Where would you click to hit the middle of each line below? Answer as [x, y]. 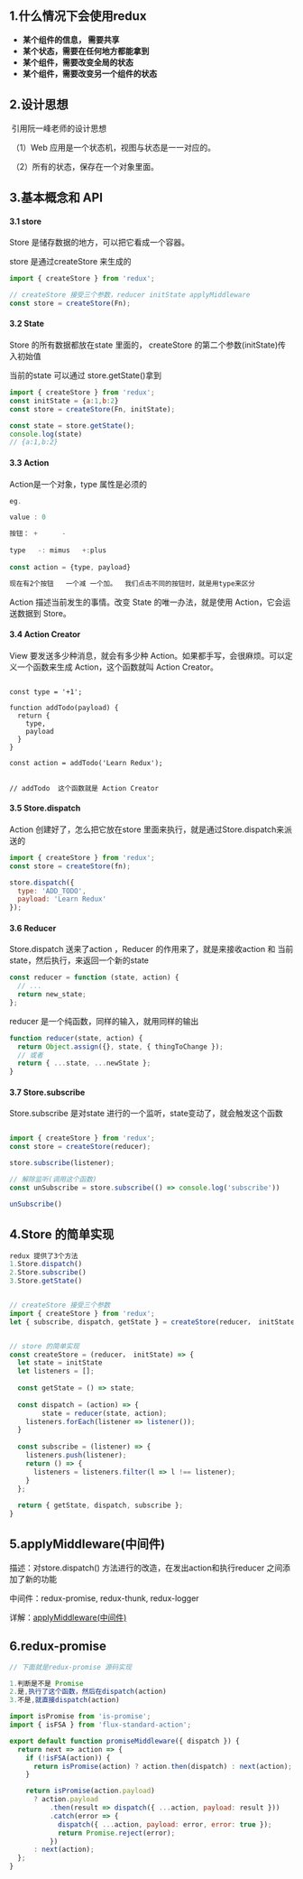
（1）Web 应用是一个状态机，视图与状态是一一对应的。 [114, 147]
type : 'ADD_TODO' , [52, 891]
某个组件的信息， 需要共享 [71, 40]
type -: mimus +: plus [58, 551]
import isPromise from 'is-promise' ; [80, 1717]
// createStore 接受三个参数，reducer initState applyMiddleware [130, 295]
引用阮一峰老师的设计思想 [59, 128]
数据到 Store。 [44, 613]
